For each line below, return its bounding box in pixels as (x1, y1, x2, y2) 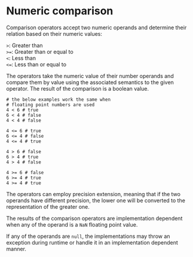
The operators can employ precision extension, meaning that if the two (6, 190, 181, 197)
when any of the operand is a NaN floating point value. (6, 221, 138, 228)
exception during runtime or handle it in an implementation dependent (6, 239, 178, 246)
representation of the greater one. (6, 203, 90, 210)
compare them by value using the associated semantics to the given (6, 79, 174, 86)
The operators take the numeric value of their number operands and (6, 72, 174, 79)
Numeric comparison (6, 4, 114, 18)
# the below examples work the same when (6, 97, 111, 103)
